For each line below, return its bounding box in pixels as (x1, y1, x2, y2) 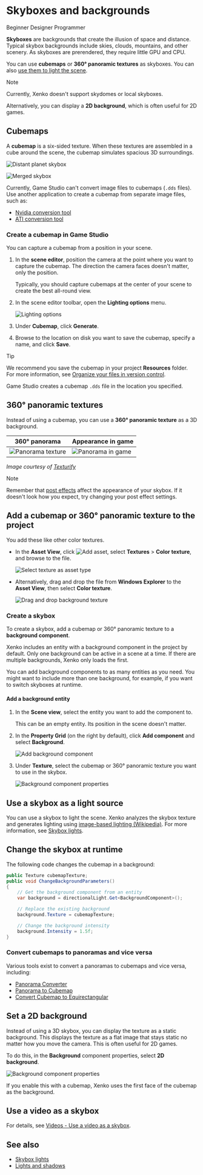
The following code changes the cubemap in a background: (6, 861, 155, 868)
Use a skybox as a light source (6, 798, 124, 808)
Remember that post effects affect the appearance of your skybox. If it (6, 486, 182, 494)
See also (6, 1139, 39, 1149)
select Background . (15, 739, 65, 746)
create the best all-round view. (15, 287, 92, 295)
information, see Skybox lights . (6, 827, 84, 834)
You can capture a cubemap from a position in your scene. (6, 244, 153, 252)
